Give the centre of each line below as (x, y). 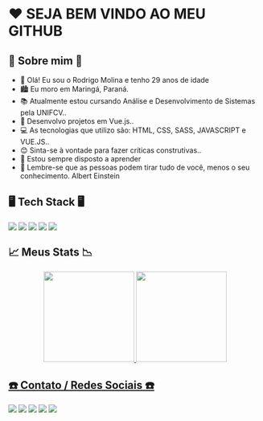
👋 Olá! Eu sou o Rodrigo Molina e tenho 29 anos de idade (115, 80)
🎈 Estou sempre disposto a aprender (80, 159)
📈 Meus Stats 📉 (51, 253)
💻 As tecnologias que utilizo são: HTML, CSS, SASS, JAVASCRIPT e (133, 130)
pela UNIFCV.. (43, 112)
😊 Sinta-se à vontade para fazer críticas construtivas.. (111, 150)
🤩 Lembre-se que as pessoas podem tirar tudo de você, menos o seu (135, 167)
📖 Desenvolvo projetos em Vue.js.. (77, 121)
